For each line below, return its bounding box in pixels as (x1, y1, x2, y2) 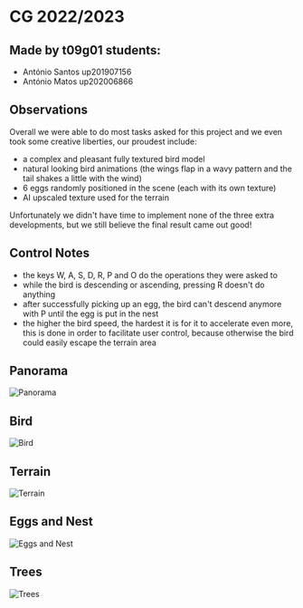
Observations (9, 102, 89, 118)
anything (22, 288, 56, 300)
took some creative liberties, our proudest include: (9, 136, 197, 147)
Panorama (9, 363, 69, 379)
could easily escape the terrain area (22, 337, 156, 348)
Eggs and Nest (9, 514, 93, 529)
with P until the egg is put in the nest (22, 308, 159, 319)
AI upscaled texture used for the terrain (22, 192, 170, 203)
